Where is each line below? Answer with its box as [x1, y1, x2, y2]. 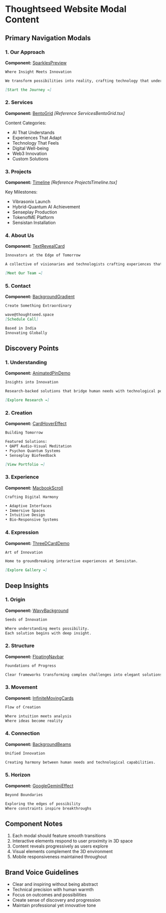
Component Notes [5, 819, 63, 828]
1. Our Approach [5, 49, 45, 55]
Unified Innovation [5, 751, 45, 756]
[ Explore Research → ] [5, 398, 50, 403]
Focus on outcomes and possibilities [12, 892, 87, 898]
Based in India [5, 325, 37, 330]
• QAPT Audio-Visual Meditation [5, 444, 72, 449]
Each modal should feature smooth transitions [12, 833, 106, 839]
